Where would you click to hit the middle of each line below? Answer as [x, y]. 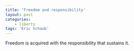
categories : [18, 19]
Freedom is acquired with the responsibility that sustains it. [67, 43]
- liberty [25, 24]
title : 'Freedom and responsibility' [46, 10]
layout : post [19, 15]
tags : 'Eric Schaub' [27, 29]
